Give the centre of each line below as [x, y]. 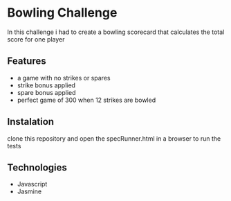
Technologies [37, 167]
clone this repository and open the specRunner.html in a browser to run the [114, 138]
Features [27, 61]
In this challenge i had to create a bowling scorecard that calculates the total [116, 32]
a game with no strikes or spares [64, 78]
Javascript [32, 184]
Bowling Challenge [62, 13]
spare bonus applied [46, 92]
